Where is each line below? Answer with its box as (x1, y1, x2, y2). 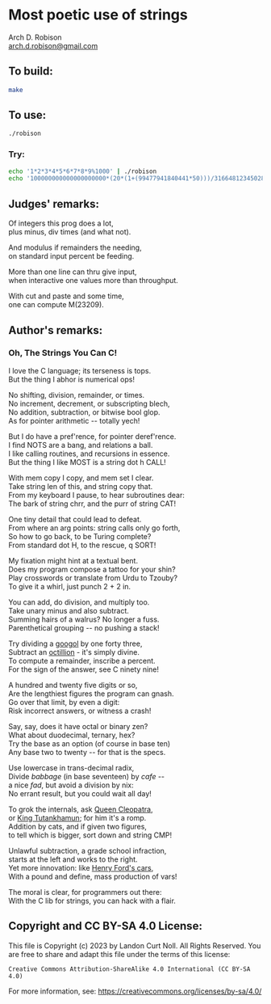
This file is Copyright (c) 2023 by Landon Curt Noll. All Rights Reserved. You (8, 940, 261, 951)
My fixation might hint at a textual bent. (8, 555, 139, 565)
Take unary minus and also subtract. (8, 605, 129, 615)
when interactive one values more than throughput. (8, 276, 179, 285)
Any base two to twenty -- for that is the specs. (8, 747, 166, 757)
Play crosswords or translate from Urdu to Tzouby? (8, 572, 178, 583)
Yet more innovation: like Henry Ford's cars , (8, 863, 154, 872)
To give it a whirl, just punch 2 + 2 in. (8, 581, 131, 591)
